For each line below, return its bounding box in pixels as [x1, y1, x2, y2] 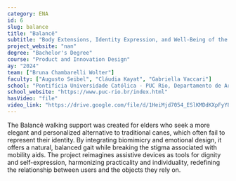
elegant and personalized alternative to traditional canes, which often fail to [7, 128, 225, 137]
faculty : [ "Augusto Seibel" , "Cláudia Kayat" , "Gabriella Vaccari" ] [7, 75, 212, 83]
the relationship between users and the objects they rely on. [7, 166, 181, 174]
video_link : [7, 102, 42, 109]
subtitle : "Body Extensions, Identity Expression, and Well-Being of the [7, 36, 228, 43]
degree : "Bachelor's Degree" [7, 50, 93, 57]
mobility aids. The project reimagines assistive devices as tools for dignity [7, 150, 221, 159]
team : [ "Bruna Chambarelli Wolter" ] [7, 69, 114, 76]
